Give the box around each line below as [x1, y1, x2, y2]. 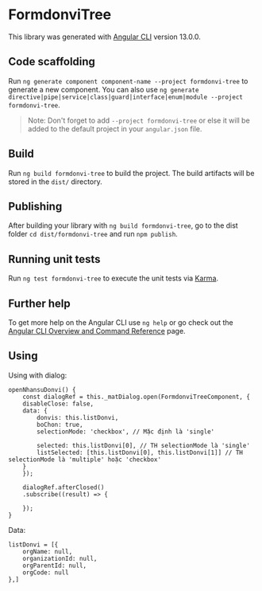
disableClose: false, [22, 400, 94, 408]
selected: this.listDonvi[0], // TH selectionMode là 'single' [37, 441, 250, 449]
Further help [8, 296, 71, 310]
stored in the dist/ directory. [8, 177, 103, 186]
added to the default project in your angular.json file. [27, 123, 202, 133]
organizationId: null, [22, 554, 98, 562]
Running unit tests [8, 252, 101, 266]
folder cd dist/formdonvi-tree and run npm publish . [8, 229, 179, 239]
